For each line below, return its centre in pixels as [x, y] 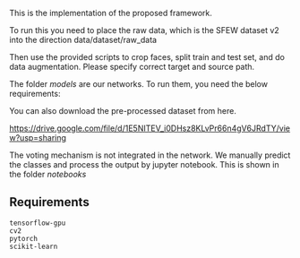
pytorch [24, 238]
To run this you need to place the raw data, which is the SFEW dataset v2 [144, 30]
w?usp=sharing [38, 138]
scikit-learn [34, 246]
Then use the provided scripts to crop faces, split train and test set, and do [147, 57]
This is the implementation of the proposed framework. [111, 13]
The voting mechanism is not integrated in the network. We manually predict [150, 155]
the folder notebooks [48, 174]
